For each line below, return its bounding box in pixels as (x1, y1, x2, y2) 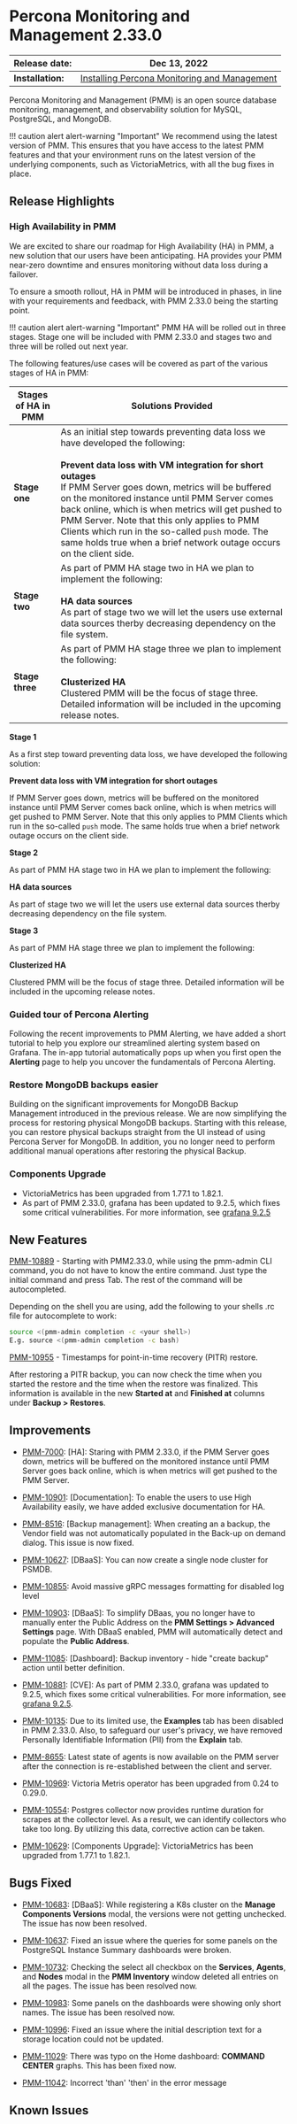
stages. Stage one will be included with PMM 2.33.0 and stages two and (9, 331, 272, 342)
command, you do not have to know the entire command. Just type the (9, 1265, 268, 1276)
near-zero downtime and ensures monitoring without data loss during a (9, 259, 269, 270)
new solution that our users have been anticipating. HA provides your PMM (9, 250, 283, 260)
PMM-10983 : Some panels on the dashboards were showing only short (21, 1997, 282, 2008)
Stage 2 (9, 847, 38, 858)
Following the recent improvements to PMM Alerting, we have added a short (9, 1028, 286, 1039)
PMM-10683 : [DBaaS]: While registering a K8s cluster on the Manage (21, 1899, 276, 1910)
